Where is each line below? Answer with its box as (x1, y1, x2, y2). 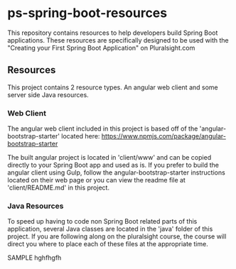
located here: (61, 132, 100, 141)
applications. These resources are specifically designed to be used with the (7, 35, 229, 44)
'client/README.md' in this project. (7, 183, 110, 192)
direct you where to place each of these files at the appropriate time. (7, 240, 208, 248)
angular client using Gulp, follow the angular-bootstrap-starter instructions (7, 168, 225, 177)
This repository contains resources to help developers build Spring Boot (7, 28, 218, 37)
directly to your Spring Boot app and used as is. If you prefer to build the (7, 161, 219, 170)
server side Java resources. (7, 90, 89, 99)
